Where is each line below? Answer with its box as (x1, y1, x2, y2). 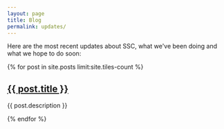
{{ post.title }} (7, 83, 69, 94)
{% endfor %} (7, 115, 47, 123)
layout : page (7, 10, 45, 17)
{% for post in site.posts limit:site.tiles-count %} (7, 63, 144, 71)
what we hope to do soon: (7, 49, 82, 58)
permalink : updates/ (7, 23, 67, 30)
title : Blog (7, 17, 41, 24)
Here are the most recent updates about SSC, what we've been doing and (7, 42, 218, 51)
